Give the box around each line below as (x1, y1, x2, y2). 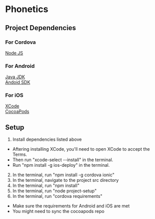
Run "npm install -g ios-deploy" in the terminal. (12, 162, 110, 168)
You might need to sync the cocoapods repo (12, 208, 104, 214)
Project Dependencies (5, 24, 76, 32)
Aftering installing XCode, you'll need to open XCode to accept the (12, 146, 150, 152)
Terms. (12, 152, 28, 158)
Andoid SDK (5, 79, 31, 85)
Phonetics (5, 4, 49, 15)
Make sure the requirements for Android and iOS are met (12, 203, 130, 209)
